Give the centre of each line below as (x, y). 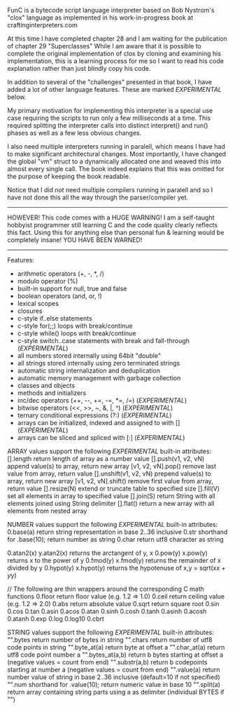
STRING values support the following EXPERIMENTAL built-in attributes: (111, 632)
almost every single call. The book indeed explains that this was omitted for (116, 169)
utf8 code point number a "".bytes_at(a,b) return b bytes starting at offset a (115, 655)
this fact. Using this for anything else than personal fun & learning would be (116, 232)
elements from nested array (47, 511)
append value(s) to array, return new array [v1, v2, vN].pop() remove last (112, 466)
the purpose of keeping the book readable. (69, 176)
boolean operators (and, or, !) (60, 296)
